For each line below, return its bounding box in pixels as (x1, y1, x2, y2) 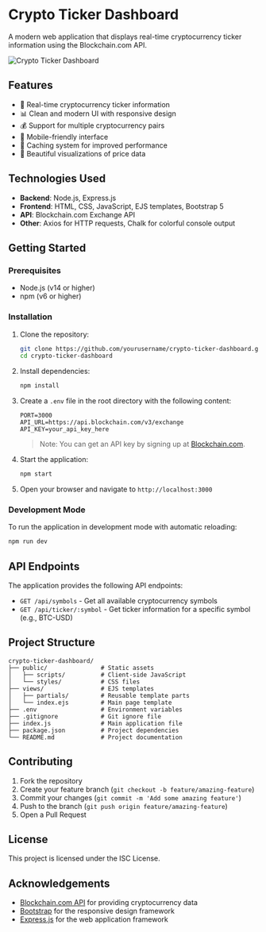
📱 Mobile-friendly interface (19, 132, 109, 141)
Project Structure (8, 636, 95, 649)
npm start (19, 470, 53, 478)
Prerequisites (8, 264, 61, 275)
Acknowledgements (8, 876, 110, 890)
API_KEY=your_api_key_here (19, 426, 110, 433)
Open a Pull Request (19, 810, 87, 819)
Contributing (8, 755, 73, 768)
